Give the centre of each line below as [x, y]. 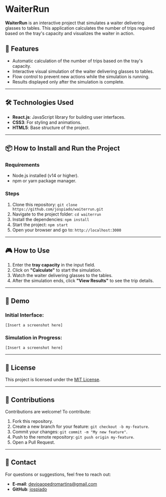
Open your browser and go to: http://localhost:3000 [67, 230]
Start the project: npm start [40, 225]
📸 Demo [17, 301]
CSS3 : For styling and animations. [47, 122]
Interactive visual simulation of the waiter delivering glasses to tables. [83, 71]
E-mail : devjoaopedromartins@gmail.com [55, 484]
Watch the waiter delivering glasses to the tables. [62, 275]
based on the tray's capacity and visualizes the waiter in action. [70, 33]
